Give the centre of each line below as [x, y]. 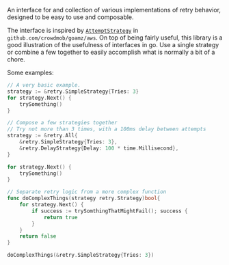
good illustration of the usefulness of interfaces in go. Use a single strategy [113, 45]
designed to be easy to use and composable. [71, 17]
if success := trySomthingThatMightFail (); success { [110, 211]
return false [38, 236]
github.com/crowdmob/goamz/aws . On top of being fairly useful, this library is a [115, 38]
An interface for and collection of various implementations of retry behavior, [114, 10]
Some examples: [30, 72]
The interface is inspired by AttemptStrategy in [73, 30]
